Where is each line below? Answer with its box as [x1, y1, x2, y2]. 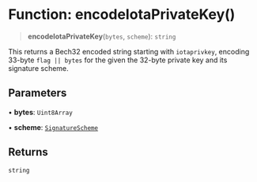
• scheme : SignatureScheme [8, 122, 99, 132]
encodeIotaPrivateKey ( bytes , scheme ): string [27, 32, 176, 41]
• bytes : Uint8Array [8, 107, 73, 117]
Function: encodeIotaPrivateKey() [8, 6, 236, 24]
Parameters [8, 87, 67, 100]
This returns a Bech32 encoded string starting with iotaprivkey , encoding [8, 46, 250, 56]
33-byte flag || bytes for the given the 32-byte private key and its [8, 55, 228, 65]
